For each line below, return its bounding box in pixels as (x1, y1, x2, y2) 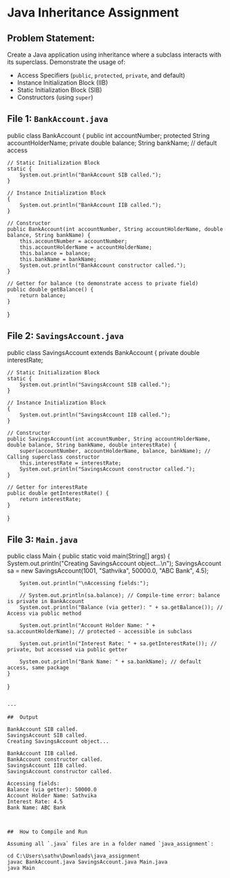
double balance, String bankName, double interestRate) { (7, 441, 177, 449)
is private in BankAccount (7, 598, 85, 605)
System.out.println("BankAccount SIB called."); (19, 171, 162, 178)
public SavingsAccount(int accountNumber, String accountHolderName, (7, 436, 211, 442)
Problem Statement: (7, 32, 95, 44)
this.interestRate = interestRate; (19, 460, 122, 467)
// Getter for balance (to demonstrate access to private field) (7, 280, 198, 287)
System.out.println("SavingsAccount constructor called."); (19, 465, 196, 473)
